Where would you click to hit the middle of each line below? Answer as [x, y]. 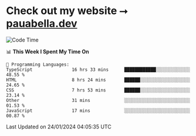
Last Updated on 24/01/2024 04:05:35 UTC [59, 127]
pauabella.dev [42, 24]
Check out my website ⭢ [67, 11]
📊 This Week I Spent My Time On [48, 52]
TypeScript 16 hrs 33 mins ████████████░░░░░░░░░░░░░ [98, 69]
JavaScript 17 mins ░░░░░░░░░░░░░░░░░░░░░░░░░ [98, 110]
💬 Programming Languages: [38, 64]
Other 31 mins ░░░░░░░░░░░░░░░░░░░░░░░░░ [98, 100]
